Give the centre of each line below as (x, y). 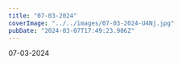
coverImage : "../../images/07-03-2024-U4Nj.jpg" (91, 23)
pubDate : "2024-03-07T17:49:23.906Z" (72, 30)
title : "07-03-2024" (43, 16)
